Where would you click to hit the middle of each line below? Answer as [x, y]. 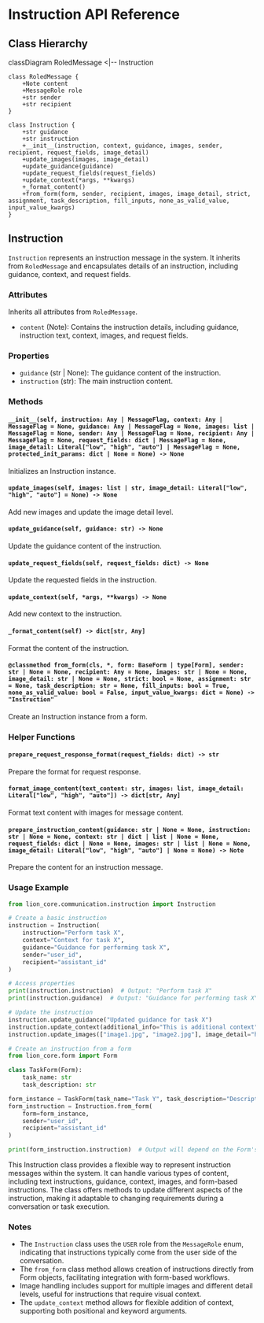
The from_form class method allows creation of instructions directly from [136, 1269]
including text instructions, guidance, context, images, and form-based [123, 1181]
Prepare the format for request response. [75, 771]
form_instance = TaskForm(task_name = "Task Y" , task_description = [117, 1099]
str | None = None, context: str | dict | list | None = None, [114, 837]
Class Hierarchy [48, 44]
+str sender [42, 98]
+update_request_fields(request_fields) [89, 173]
